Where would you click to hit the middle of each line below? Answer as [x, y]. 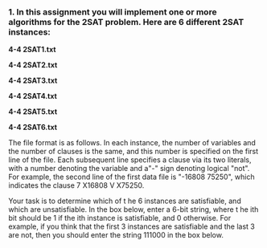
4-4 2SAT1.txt [32, 50]
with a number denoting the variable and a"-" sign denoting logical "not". [129, 169]
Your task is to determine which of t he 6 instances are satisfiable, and [125, 201]
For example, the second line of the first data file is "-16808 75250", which [131, 177]
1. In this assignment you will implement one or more [113, 12]
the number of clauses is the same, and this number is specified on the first [133, 152]
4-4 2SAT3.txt [33, 81]
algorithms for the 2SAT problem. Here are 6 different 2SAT [126, 22]
